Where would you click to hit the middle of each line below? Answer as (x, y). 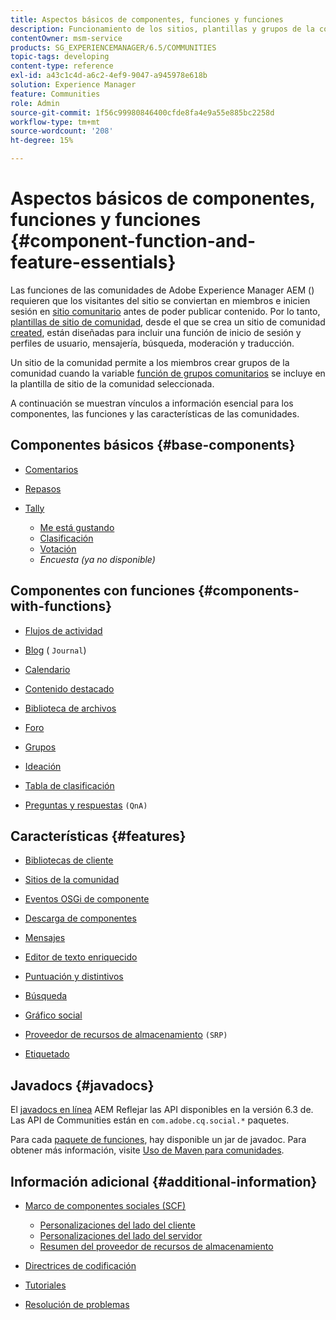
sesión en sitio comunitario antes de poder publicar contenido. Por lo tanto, (165, 311)
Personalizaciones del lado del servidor (121, 1235)
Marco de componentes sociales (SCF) (105, 1205)
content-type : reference (62, 66)
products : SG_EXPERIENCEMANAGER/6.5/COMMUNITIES (113, 47)
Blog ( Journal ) (55, 650)
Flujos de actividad (63, 630)
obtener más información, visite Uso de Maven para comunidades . (147, 1150)
